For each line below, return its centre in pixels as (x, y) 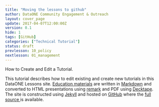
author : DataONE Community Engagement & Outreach (57, 14)
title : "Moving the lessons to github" (46, 10)
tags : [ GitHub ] (21, 37)
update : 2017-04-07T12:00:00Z (36, 23)
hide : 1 (13, 32)
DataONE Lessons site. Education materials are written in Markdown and (78, 84)
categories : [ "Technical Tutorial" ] (42, 42)
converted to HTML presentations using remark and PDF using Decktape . (79, 89)
